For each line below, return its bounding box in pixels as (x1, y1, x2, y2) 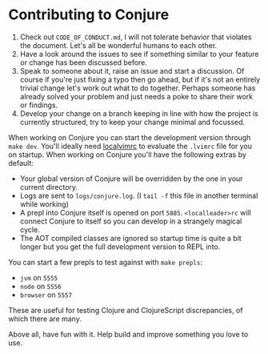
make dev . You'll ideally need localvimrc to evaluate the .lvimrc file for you (8, 141, 253, 151)
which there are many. (8, 314, 82, 324)
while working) (19, 199, 70, 209)
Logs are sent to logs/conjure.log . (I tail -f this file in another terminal (19, 191, 258, 200)
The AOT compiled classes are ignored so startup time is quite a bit (19, 233, 242, 243)
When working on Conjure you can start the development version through (8, 132, 251, 142)
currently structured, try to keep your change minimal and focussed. (19, 117, 246, 127)
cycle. (19, 224, 40, 234)
